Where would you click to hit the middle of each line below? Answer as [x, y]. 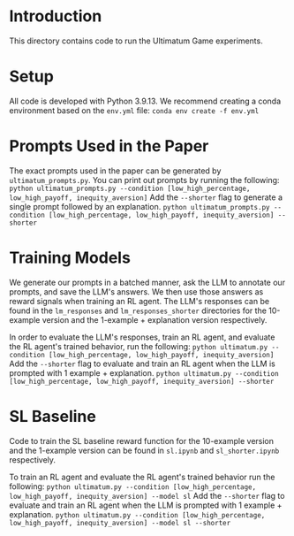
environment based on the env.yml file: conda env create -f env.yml [134, 110]
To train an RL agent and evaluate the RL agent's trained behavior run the [142, 477]
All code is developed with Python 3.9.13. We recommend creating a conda [145, 101]
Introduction [56, 16]
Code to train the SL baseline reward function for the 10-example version [142, 440]
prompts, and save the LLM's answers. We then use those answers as [136, 291]
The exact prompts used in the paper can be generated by [115, 171]
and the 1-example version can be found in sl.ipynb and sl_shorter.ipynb [144, 450]
